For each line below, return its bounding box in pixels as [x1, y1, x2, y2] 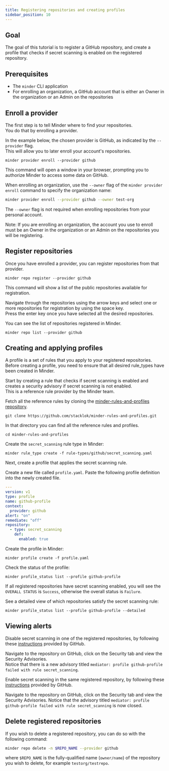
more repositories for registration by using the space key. [5, 305, 125, 311]
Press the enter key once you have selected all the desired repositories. [5, 310, 154, 317]
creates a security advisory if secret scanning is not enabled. [5, 383, 132, 389]
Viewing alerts [5, 622, 52, 631]
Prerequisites [5, 69, 48, 79]
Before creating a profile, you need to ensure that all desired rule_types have [5, 363, 164, 369]
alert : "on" [5, 513, 30, 518]
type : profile [5, 494, 35, 499]
